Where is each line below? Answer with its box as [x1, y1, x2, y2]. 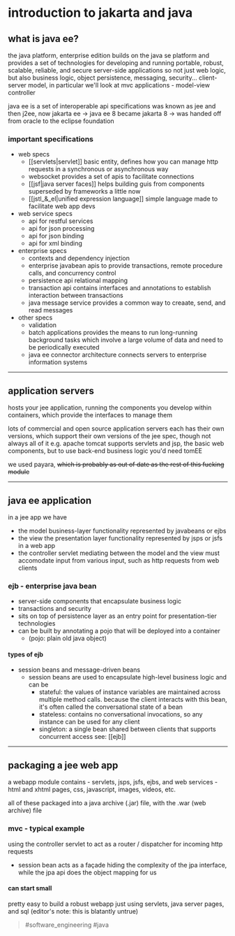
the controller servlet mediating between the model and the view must [17, 549, 220, 557]
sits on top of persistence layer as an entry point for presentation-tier [17, 612, 217, 620]
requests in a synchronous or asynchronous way [28, 165, 169, 173]
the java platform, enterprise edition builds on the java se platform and [8, 51, 210, 59]
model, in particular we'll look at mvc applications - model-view [28, 81, 210, 89]
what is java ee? [8, 33, 79, 45]
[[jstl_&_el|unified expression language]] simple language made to [28, 194, 218, 203]
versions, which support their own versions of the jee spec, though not [8, 432, 211, 440]
